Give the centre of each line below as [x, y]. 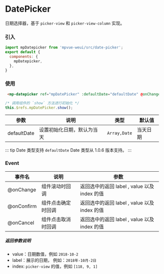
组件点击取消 [56, 219]
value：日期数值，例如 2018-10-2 [45, 254]
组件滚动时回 [56, 186]
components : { [24, 57]
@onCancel [21, 223]
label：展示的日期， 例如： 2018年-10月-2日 [54, 260]
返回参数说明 [18, 241]
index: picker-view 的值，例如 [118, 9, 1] [55, 266]
